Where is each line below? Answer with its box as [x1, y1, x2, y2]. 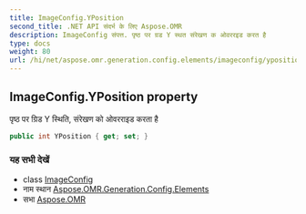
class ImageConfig [22, 174, 94, 185]
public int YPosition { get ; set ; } [9, 131, 148, 141]
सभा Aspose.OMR [22, 193, 87, 205]
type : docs [9, 38, 51, 48]
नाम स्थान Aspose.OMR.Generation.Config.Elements [22, 183, 209, 194]
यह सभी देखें [9, 153, 50, 166]
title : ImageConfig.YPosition [9, 13, 125, 23]
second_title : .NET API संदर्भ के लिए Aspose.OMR [9, 22, 182, 31]
